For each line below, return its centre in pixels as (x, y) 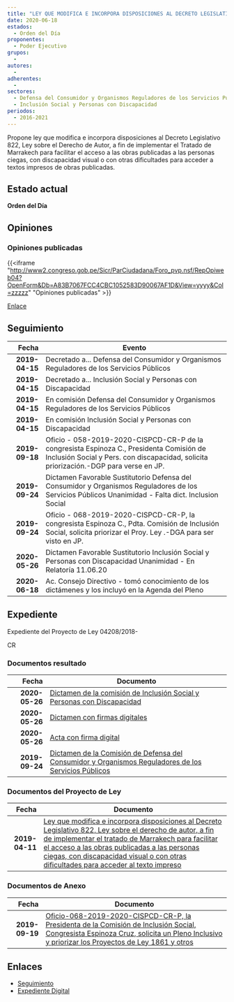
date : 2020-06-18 (32, 20)
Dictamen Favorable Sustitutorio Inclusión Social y (127, 552)
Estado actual (38, 189)
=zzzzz (18, 293)
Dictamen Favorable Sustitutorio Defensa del (118, 477)
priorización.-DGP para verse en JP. (105, 466)
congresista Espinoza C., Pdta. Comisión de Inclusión (132, 523)
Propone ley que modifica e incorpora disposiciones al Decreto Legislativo (114, 138)
